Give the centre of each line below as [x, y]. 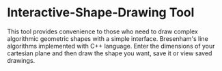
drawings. [21, 60]
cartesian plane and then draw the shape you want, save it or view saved [110, 53]
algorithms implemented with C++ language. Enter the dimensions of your [111, 46]
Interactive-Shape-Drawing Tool [101, 13]
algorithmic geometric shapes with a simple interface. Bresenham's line [108, 38]
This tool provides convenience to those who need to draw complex [102, 31]
